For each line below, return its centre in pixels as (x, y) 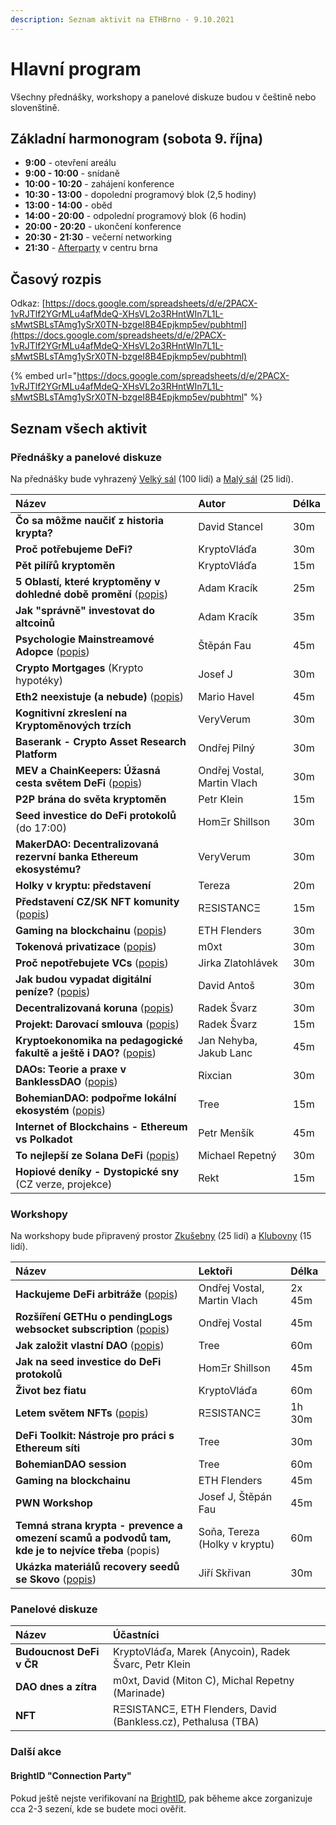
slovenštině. (35, 107)
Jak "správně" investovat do (85, 610)
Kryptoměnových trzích (73, 725)
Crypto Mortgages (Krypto (79, 668)
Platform (36, 754)
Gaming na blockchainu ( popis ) (91, 930)
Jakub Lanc (225, 1053)
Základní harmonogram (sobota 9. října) (137, 138)
